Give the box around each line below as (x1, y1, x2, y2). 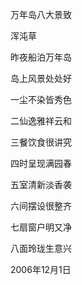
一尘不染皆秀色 (10, 94, 72, 105)
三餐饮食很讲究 (10, 136, 72, 148)
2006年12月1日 (10, 264, 72, 275)
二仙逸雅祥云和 (10, 115, 72, 127)
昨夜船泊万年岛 (10, 51, 72, 63)
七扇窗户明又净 (10, 221, 72, 233)
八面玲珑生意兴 (10, 243, 72, 254)
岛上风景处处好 (10, 73, 72, 84)
